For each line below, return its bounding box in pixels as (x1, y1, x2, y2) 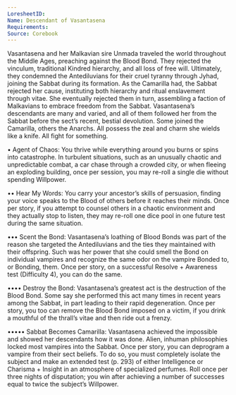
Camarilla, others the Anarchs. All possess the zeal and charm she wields (7, 124, 221, 133)
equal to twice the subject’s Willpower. (7, 380, 119, 389)
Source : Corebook (7, 30, 58, 37)
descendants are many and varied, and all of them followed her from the (7, 109, 217, 118)
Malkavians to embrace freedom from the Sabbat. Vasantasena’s (7, 102, 195, 110)
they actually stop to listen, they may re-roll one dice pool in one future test (7, 212, 225, 220)
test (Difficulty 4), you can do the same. (7, 270, 123, 279)
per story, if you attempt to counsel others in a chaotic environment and (7, 204, 216, 212)
